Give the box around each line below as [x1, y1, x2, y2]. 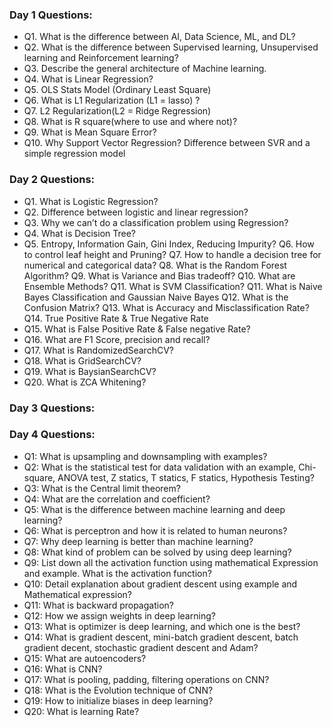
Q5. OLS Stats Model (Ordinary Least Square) [23, 84, 212, 96]
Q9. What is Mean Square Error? [23, 126, 157, 138]
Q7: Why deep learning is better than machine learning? [23, 535, 254, 547]
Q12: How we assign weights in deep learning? [23, 609, 216, 622]
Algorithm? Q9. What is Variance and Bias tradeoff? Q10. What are [23, 269, 296, 282]
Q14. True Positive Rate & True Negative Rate [23, 312, 209, 324]
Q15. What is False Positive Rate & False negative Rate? [23, 323, 251, 335]
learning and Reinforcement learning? [23, 52, 179, 64]
